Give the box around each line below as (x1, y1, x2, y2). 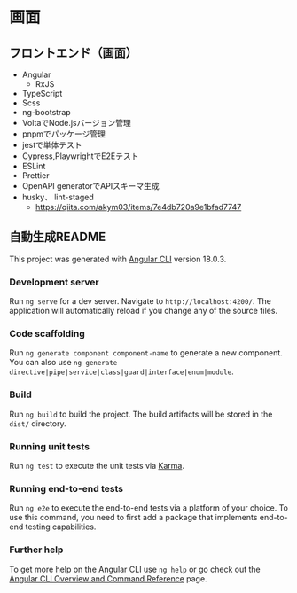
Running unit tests (9, 440, 90, 452)
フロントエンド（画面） (9, 45, 137, 60)
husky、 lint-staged (21, 191, 95, 202)
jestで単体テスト (21, 140, 82, 150)
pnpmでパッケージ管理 (21, 129, 106, 139)
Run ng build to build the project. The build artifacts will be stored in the (9, 409, 273, 419)
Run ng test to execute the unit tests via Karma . (9, 461, 184, 471)
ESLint (21, 160, 46, 171)
